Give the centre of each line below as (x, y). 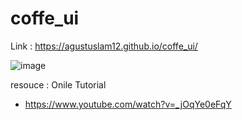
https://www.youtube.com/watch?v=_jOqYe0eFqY (128, 104)
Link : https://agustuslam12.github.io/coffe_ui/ (104, 46)
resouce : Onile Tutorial (58, 84)
